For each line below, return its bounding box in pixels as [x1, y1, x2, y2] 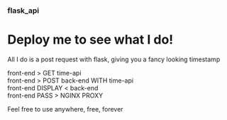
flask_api [7, 6, 40, 16]
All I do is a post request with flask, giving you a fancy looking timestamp [7, 55, 221, 64]
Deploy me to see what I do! [7, 32, 174, 48]
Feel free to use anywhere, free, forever [7, 104, 123, 113]
